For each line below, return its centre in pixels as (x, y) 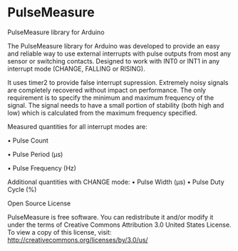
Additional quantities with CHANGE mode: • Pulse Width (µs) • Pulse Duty (116, 182)
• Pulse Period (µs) (35, 154)
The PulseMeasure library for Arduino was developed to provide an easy (114, 46)
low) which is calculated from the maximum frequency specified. (102, 113)
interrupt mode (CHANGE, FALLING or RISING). (76, 68)
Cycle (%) (22, 189)
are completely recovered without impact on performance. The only (107, 90)
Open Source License (39, 203)
